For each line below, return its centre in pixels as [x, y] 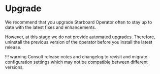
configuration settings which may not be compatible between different [77, 62]
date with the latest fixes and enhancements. [50, 27]
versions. [14, 67]
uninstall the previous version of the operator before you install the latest [79, 42]
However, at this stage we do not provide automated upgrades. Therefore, [80, 37]
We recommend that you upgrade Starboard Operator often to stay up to [79, 22]
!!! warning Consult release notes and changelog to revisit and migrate [76, 56]
